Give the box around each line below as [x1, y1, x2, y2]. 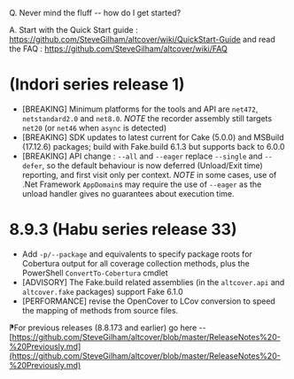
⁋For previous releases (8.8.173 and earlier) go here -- [9, 322, 206, 333]
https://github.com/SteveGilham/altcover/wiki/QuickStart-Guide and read [9, 35, 276, 44]
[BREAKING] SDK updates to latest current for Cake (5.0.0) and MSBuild [21, 132, 285, 143]
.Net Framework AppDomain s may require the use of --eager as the [21, 179, 262, 189]
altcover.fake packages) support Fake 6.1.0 [21, 286, 183, 297]
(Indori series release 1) [9, 74, 185, 95]
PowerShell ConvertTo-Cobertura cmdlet [21, 267, 168, 278]
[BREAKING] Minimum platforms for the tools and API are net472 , [21, 104, 259, 114]
